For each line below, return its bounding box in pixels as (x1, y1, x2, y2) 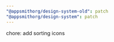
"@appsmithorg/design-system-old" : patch (6, 8, 109, 14)
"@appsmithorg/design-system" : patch (6, 14, 98, 20)
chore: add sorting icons (6, 29, 65, 36)
